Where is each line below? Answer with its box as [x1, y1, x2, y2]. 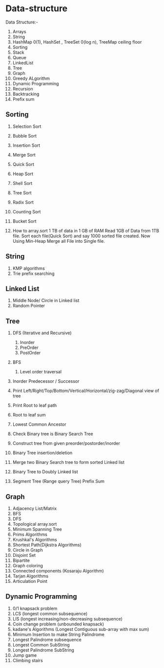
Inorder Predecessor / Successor [12, 378, 80, 384]
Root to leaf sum [12, 412, 46, 418]
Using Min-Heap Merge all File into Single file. [12, 238, 105, 244]
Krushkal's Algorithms [12, 537, 58, 542]
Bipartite [12, 557, 30, 563]
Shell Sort [12, 180, 33, 186]
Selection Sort [12, 123, 41, 129]
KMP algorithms [12, 265, 45, 271]
